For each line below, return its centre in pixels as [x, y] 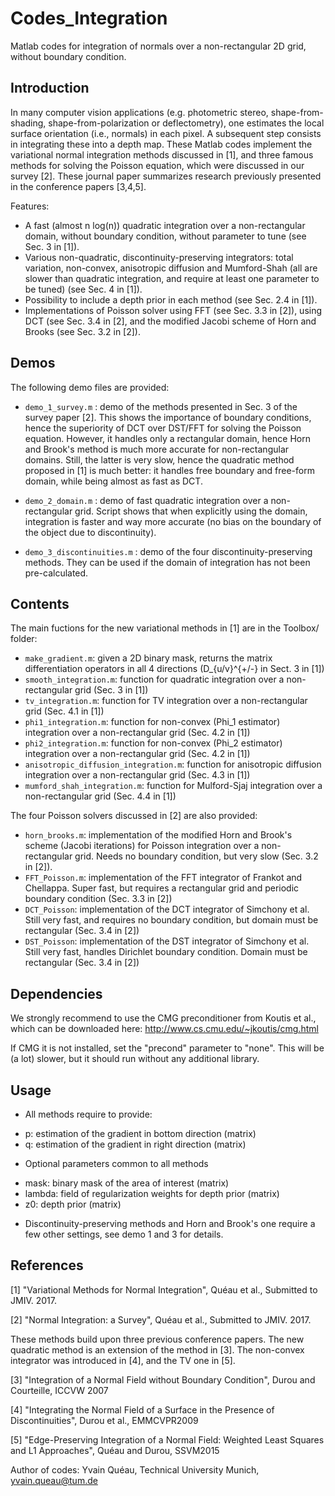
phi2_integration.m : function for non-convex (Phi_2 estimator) [153, 743]
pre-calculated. [56, 573]
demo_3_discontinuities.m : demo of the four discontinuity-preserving [168, 551]
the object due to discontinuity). [90, 532]
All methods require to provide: [88, 1114]
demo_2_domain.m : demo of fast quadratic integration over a [146, 500]
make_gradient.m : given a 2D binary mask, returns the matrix [148, 658]
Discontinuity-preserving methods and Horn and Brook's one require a [170, 1223]
